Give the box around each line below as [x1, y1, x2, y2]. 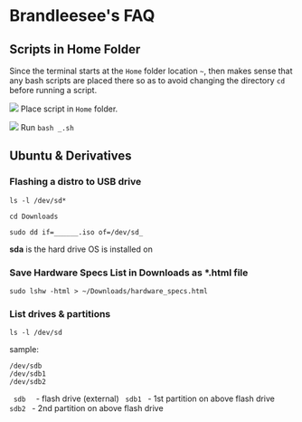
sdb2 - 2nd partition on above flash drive [9, 403, 165, 414]
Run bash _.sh [20, 122, 74, 132]
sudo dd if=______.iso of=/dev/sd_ [9, 227, 144, 236]
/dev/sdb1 [9, 369, 47, 379]
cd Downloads [9, 212, 59, 221]
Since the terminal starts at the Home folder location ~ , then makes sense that [9, 65, 293, 76]
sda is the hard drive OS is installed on [9, 244, 154, 254]
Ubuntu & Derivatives [9, 149, 133, 164]
